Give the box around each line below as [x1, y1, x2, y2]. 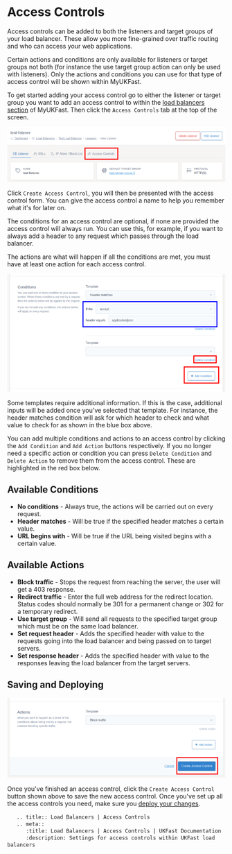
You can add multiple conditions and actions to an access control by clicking [7, 434, 226, 443]
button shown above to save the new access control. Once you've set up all [7, 792, 223, 801]
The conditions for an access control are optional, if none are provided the [7, 216, 220, 225]
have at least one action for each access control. [7, 259, 147, 268]
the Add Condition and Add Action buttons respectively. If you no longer [7, 442, 212, 450]
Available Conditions [7, 484, 99, 496]
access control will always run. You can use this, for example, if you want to [7, 224, 224, 232]
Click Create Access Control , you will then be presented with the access [7, 189, 214, 197]
